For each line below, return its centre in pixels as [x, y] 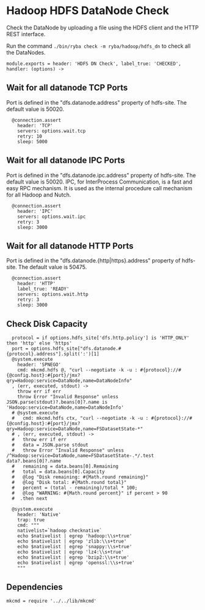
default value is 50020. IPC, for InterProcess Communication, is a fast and [99, 182]
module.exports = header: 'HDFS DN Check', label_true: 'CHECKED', [94, 64]
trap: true [31, 520]
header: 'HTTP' [37, 284]
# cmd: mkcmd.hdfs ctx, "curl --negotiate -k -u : [80, 418]
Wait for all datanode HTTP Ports [70, 246]
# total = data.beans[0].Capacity [58, 472]
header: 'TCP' [35, 125]
